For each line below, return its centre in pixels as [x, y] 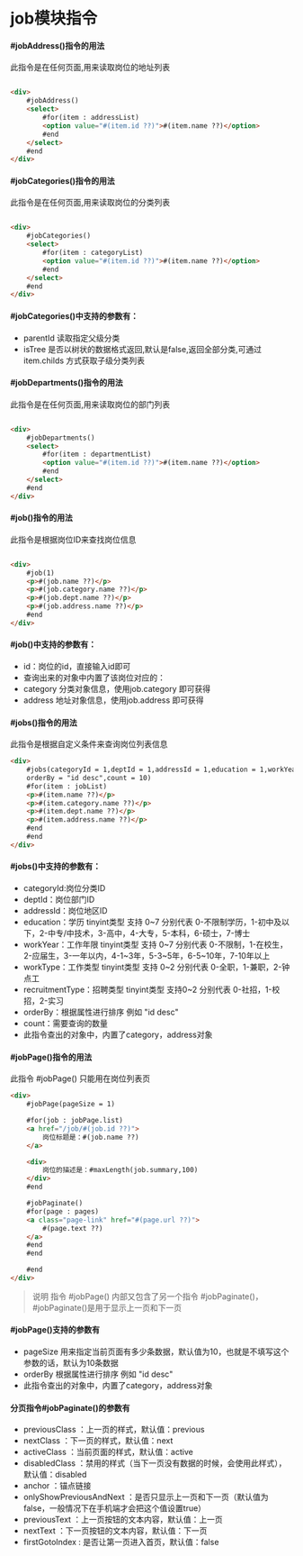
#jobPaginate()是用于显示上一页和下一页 [107, 1307]
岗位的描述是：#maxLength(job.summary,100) [120, 1170]
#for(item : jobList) [67, 786]
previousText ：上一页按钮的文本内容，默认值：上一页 [123, 1520]
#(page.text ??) [73, 1228]
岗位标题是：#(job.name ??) [91, 1137]
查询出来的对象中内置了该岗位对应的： [94, 678]
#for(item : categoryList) [93, 253]
